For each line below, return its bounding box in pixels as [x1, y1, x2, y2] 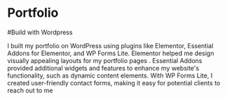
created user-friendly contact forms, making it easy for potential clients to [7, 78, 221, 87]
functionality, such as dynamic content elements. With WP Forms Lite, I [7, 71, 213, 80]
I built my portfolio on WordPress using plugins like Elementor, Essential [7, 41, 214, 50]
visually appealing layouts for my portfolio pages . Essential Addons [7, 56, 202, 64]
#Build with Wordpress [7, 28, 73, 36]
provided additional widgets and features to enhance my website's [7, 64, 200, 72]
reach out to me [7, 86, 53, 94]
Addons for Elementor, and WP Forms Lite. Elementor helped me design [7, 49, 214, 57]
